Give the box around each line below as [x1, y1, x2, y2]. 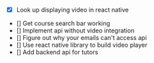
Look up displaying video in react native [16, 6, 129, 14]
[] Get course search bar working [16, 20, 111, 28]
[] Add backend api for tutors [16, 48, 99, 56]
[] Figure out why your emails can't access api [16, 34, 147, 42]
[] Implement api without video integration [16, 26, 135, 35]
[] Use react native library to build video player [16, 41, 148, 49]
